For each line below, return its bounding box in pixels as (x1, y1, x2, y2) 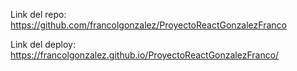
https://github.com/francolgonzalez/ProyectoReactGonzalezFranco (10, 19, 287, 31)
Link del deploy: (10, 39, 76, 50)
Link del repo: (10, 9, 67, 20)
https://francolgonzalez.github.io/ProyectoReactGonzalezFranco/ (10, 49, 280, 61)
